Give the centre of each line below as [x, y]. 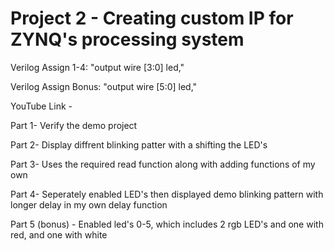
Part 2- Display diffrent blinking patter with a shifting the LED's [139, 144]
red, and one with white [59, 234]
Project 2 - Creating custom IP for [152, 18]
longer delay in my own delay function [89, 204]
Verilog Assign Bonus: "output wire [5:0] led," [104, 86]
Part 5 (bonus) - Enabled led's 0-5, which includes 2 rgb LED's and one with [167, 224]
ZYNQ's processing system [127, 39]
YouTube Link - [41, 106]
